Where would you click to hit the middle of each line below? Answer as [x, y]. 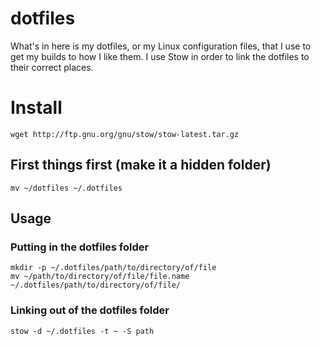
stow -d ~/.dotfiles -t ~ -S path [82, 331]
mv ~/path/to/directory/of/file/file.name [100, 277]
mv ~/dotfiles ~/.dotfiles [66, 188]
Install [36, 108]
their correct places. [52, 67]
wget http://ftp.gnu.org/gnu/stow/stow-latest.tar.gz [125, 134]
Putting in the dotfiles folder [80, 247]
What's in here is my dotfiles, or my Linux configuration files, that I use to [161, 46]
